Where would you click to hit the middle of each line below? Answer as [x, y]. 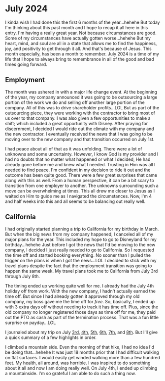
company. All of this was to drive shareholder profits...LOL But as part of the [82, 107]
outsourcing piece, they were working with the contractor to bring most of [80, 113]
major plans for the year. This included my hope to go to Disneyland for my [81, 239]
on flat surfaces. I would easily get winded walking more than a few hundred [82, 357]
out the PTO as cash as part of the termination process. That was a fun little [82, 317]
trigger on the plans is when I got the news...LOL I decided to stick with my [81, 260]
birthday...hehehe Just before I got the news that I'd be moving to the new [80, 244]
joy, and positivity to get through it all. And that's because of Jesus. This [78, 48]
